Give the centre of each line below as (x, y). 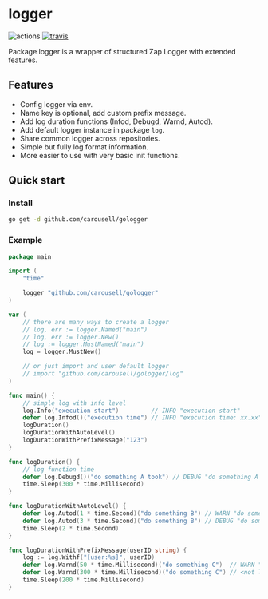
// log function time (58, 469)
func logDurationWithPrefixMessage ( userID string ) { (98, 550)
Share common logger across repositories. (90, 138)
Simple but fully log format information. (84, 147)
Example (26, 240)
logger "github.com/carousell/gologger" (91, 293)
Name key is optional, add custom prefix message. (103, 113)
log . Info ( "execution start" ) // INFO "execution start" (132, 411)
